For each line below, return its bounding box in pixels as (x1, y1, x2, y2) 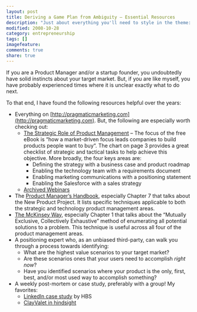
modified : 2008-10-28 (6, 25, 60, 31)
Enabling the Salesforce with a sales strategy (32, 180, 142, 187)
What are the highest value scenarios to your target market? (23, 249, 170, 256)
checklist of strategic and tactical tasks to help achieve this (23, 148, 168, 155)
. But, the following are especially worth (94, 116, 191, 124)
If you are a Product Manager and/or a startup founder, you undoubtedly (6, 69, 182, 76)
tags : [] (6, 36, 28, 42)
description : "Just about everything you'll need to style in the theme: (6, 19, 192, 25)
